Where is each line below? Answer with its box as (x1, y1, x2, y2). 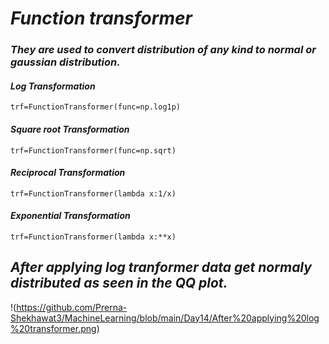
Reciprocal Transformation (10, 167, 126, 179)
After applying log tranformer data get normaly (10, 259, 312, 276)
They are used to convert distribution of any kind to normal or (10, 43, 317, 57)
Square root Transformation (10, 123, 130, 135)
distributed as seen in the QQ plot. (10, 275, 228, 292)
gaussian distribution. (10, 55, 121, 69)
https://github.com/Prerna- (16, 301, 128, 313)
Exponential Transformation (10, 210, 131, 222)
